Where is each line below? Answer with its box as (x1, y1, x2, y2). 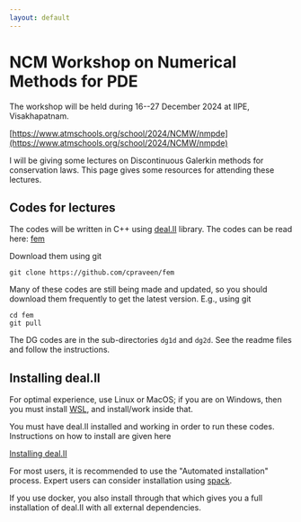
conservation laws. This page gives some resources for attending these (9, 164, 275, 175)
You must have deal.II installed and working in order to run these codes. (9, 421, 275, 432)
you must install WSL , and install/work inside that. (9, 404, 193, 415)
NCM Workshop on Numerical (9, 51, 237, 72)
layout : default (9, 13, 70, 22)
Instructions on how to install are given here (9, 431, 172, 442)
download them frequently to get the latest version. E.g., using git (9, 293, 252, 304)
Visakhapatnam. (9, 110, 69, 121)
